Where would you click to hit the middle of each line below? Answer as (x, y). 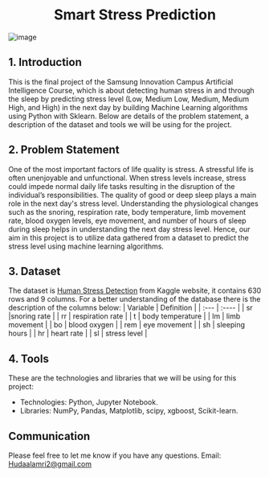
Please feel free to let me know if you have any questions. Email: (115, 455)
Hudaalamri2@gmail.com (50, 464)
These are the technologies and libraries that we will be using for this (122, 378)
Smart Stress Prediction (135, 15)
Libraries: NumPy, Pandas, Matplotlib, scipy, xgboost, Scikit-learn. (129, 411)
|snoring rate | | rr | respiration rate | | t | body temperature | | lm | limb (124, 316)
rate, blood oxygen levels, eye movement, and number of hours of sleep (127, 220)
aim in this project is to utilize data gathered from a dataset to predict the (128, 237)
